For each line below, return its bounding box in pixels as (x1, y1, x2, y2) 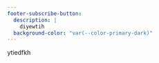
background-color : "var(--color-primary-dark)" (13, 29, 153, 37)
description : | (13, 17, 57, 24)
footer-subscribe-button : (7, 10, 82, 17)
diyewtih (19, 23, 45, 30)
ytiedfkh (7, 48, 31, 57)
